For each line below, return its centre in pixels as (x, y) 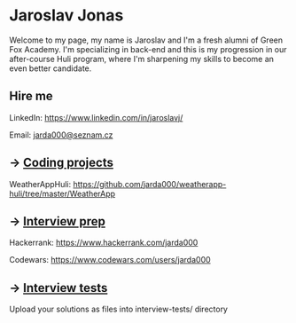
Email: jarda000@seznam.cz (61, 135)
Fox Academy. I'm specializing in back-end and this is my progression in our (148, 49)
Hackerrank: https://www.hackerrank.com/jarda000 (104, 243)
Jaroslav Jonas (66, 16)
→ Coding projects (61, 163)
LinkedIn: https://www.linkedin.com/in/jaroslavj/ (96, 117)
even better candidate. (51, 68)
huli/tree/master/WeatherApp (62, 193)
